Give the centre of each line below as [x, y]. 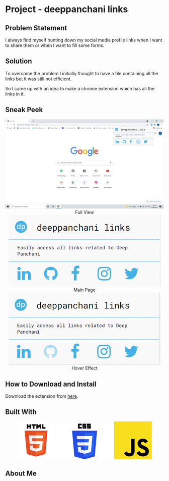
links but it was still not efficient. [38, 79]
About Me [21, 474]
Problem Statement [36, 28]
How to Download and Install [51, 384]
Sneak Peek [24, 110]
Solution [19, 61]
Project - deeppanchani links [67, 9]
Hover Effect [84, 368]
